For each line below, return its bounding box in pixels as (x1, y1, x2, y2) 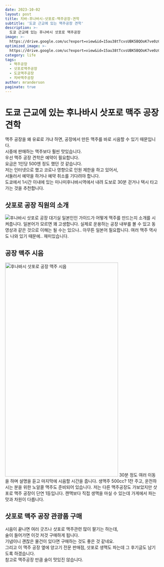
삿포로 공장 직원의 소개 (5, 201, 69, 209)
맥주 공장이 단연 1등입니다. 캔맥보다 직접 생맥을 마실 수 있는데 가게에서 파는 (14, 490, 156, 497)
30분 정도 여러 (119, 472, 147, 478)
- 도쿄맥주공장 (9, 71, 34, 76)
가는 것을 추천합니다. (5, 185, 44, 191)
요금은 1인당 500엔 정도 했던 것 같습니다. (5, 161, 82, 167)
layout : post (5, 12, 32, 17)
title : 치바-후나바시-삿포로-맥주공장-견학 (5, 16, 80, 21)
